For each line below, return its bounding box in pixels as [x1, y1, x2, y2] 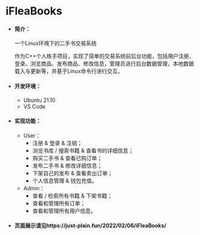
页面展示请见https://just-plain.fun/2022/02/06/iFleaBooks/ [14, 222, 167, 230]
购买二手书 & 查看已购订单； [32, 154, 103, 161]
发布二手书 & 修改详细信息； [32, 161, 103, 169]
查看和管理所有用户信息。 [32, 207, 96, 215]
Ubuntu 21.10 [23, 96, 55, 104]
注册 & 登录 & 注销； [32, 139, 83, 146]
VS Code [23, 102, 46, 110]
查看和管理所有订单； [32, 199, 86, 207]
